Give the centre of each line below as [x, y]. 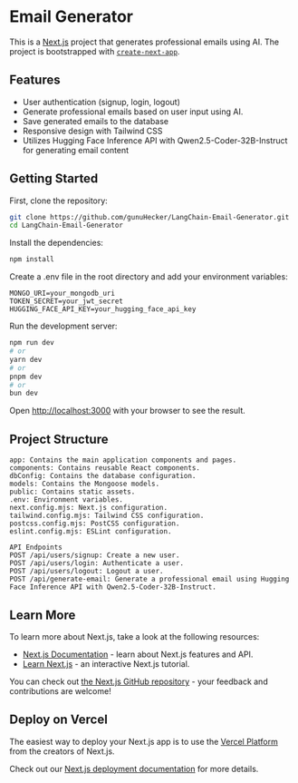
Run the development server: [63, 326]
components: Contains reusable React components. [105, 468]
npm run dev [32, 343]
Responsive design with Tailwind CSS [92, 131]
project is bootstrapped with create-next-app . [95, 51]
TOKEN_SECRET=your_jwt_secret [67, 301]
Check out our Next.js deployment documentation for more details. [134, 768]
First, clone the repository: [59, 201]
